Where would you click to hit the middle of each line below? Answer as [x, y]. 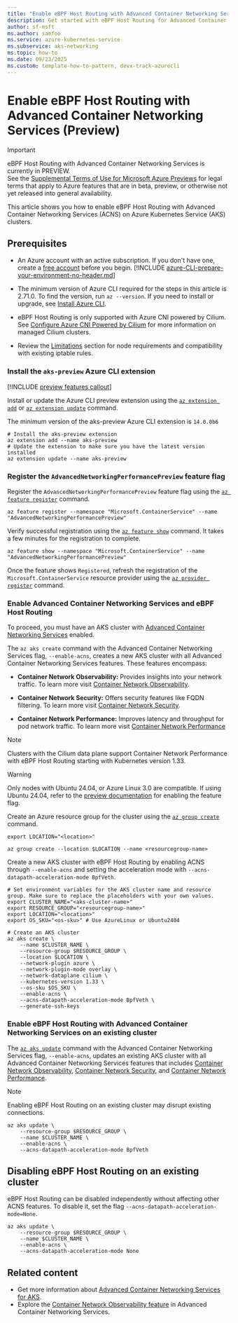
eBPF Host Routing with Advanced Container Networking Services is [106, 163]
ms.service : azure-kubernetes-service [64, 40]
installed [22, 453]
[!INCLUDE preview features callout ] [59, 387]
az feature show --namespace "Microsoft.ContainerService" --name [106, 551]
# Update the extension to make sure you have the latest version [106, 446]
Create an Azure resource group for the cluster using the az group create [113, 816]
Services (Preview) [64, 130]
